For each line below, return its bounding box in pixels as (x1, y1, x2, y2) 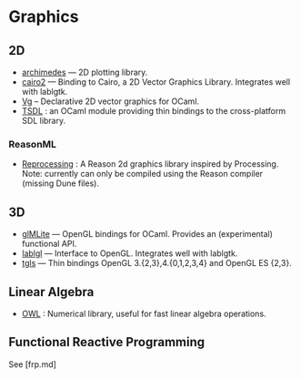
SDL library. (21, 116, 65, 126)
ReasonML (8, 138, 56, 150)
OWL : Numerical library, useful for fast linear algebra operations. (21, 308, 266, 319)
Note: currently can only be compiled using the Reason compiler (21, 169, 264, 179)
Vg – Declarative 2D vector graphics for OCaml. (21, 96, 200, 107)
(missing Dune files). (21, 178, 99, 189)
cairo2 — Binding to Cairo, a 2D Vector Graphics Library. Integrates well (21, 77, 291, 87)
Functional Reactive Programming (8, 334, 206, 350)
